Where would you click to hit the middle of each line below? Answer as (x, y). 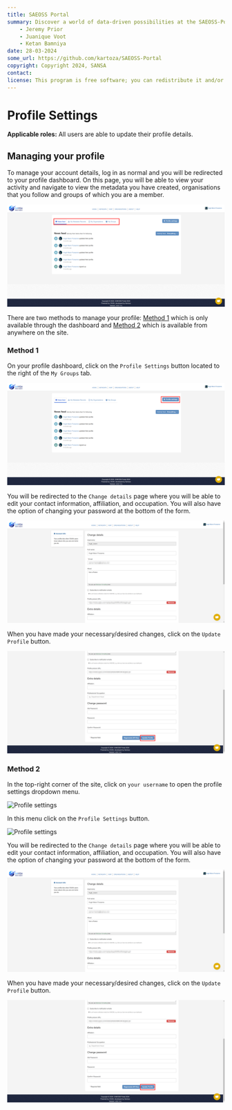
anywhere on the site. (38, 332)
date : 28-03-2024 (32, 51)
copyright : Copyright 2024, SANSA (57, 66)
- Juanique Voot (43, 37)
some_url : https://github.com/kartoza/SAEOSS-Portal (85, 59)
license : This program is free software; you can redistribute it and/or (116, 80)
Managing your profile (56, 156)
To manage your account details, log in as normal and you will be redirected (115, 173)
